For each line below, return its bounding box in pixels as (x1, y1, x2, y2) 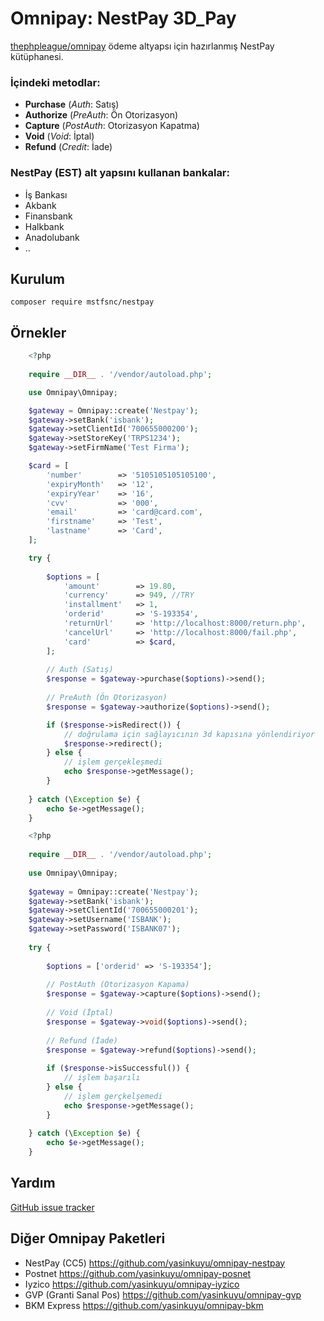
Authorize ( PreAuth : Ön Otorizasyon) (24, 109, 179, 121)
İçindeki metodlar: (10, 75, 101, 89)
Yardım (10, 1175, 56, 1192)
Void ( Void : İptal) (24, 130, 95, 142)
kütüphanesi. (10, 50, 64, 62)
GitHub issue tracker (10, 1201, 95, 1213)
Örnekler (10, 324, 67, 341)
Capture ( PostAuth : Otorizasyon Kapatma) (24, 120, 200, 132)
